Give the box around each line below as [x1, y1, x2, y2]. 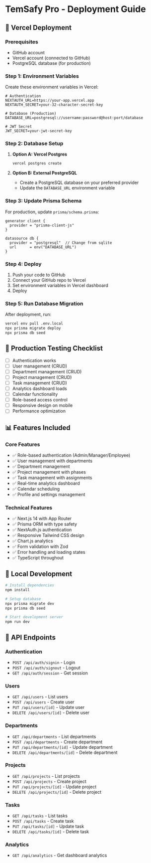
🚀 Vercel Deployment [5, 23, 72, 32]
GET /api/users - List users [12, 694, 69, 700]
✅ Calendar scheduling [12, 486, 60, 492]
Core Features [5, 441, 40, 448]
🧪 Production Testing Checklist [5, 344, 103, 352]
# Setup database [5, 596, 41, 601]
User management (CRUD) [12, 363, 68, 369]
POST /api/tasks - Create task [12, 818, 75, 824]
